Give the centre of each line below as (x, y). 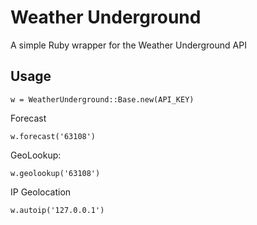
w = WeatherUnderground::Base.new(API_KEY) (102, 99)
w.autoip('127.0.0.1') (57, 210)
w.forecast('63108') (53, 136)
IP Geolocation (41, 192)
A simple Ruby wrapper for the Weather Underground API (128, 45)
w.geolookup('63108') (55, 173)
